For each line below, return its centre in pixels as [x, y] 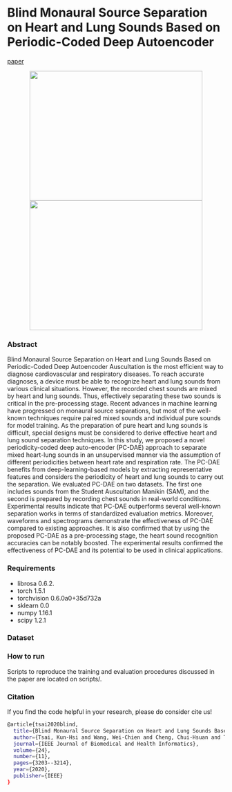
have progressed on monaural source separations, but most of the [101, 411]
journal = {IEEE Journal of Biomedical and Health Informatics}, [106, 744]
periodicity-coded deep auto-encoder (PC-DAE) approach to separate [107, 448]
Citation [21, 697]
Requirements [31, 568]
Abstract [22, 344]
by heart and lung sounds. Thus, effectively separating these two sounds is [114, 396]
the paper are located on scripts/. [55, 679]
